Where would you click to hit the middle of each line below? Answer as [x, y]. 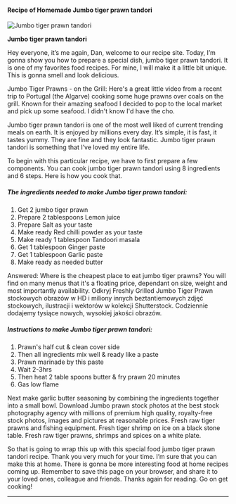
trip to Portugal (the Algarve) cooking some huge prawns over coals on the [116, 96]
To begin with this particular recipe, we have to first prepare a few [103, 161]
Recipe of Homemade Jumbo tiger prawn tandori [80, 10]
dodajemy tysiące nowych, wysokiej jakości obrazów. [85, 313]
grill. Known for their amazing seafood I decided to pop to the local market [115, 104]
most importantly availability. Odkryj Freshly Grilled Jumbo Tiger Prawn [110, 291]
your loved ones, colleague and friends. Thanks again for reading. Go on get [118, 479]
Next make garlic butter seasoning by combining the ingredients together [113, 398]
